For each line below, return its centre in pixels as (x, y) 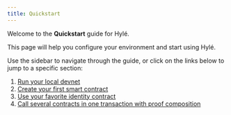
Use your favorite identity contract (66, 96)
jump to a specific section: (45, 68)
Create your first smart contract (63, 89)
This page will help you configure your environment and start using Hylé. (111, 47)
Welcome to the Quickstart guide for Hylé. (69, 33)
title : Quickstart (34, 14)
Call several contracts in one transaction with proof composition (109, 103)
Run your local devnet (49, 82)
